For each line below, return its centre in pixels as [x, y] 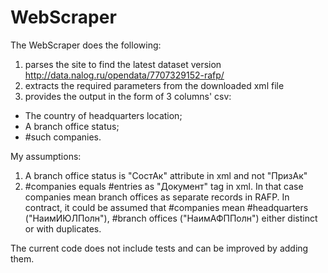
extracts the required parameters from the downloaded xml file [154, 85]
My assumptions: [46, 156]
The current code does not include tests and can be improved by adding [159, 248]
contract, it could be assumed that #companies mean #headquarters [166, 207]
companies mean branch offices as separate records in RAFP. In [157, 197]
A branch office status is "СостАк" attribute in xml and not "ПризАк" [166, 175]
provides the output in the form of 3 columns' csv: [128, 96]
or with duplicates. [63, 228]
